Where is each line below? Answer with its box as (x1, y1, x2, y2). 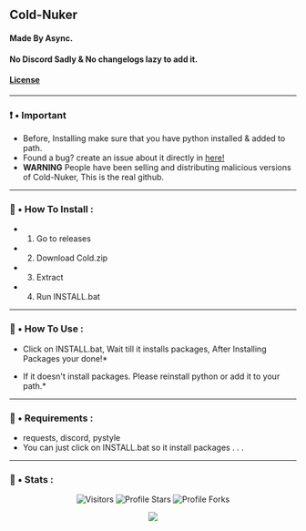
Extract (36, 272, 64, 283)
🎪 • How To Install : (9, 203, 94, 215)
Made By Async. (9, 32, 73, 44)
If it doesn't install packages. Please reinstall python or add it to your (22, 371, 280, 382)
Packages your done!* (22, 352, 108, 363)
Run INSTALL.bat (36, 291, 100, 302)
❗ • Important (9, 108, 66, 121)
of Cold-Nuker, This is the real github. (22, 172, 165, 183)
